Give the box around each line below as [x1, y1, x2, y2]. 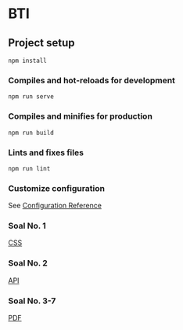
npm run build [8, 129, 55, 137]
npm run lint [8, 164, 51, 173]
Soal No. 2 [8, 258, 48, 269]
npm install [8, 57, 47, 64]
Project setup [8, 36, 76, 49]
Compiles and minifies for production [8, 111, 152, 122]
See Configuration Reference [8, 201, 102, 211]
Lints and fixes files [8, 147, 84, 158]
